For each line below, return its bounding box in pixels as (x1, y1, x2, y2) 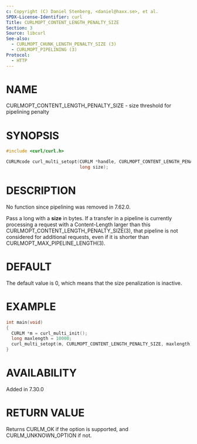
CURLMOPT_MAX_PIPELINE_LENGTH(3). (6, 240, 106, 247)
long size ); (79, 165, 109, 170)
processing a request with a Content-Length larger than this (6, 221, 151, 228)
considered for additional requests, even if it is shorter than (6, 233, 150, 240)
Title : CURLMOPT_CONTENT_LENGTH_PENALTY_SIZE (6, 19, 119, 25)
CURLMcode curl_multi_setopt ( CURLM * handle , (6, 159, 117, 165)
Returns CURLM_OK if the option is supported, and (6, 425, 129, 432)
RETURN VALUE (6, 407, 85, 419)
